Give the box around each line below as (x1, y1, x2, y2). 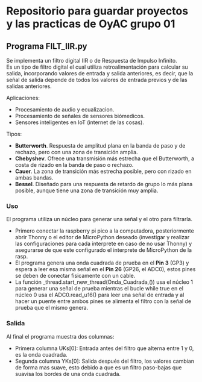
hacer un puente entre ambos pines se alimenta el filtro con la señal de (14, 298, 192, 305)
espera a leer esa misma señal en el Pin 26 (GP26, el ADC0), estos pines (14, 266, 196, 273)
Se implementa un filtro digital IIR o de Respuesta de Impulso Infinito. (6, 57, 177, 64)
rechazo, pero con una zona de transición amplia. (14, 149, 138, 155)
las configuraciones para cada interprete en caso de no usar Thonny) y (14, 240, 192, 248)
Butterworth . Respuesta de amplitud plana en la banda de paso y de (14, 142, 186, 149)
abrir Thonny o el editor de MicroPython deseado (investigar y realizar (14, 234, 190, 241)
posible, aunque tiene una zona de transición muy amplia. (14, 187, 159, 194)
